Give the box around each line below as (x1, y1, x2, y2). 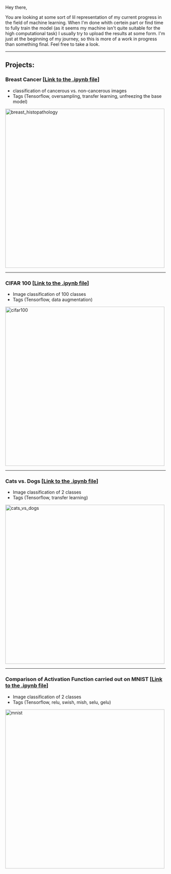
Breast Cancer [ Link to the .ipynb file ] (5, 76, 100, 83)
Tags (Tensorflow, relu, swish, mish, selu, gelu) (12, 699, 111, 705)
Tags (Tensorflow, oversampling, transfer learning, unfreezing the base (12, 93, 162, 99)
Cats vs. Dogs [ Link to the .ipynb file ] (5, 477, 98, 484)
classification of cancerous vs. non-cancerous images (12, 88, 127, 94)
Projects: (5, 61, 35, 69)
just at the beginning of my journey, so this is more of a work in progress (5, 36, 157, 42)
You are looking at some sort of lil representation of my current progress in (5, 14, 162, 20)
